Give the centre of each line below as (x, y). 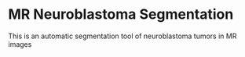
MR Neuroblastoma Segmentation (121, 14)
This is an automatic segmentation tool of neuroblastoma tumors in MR (122, 36)
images (20, 44)
